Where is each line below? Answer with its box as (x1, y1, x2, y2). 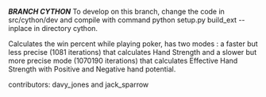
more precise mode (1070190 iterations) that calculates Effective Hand (8, 56, 238, 65)
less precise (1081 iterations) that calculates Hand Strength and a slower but (8, 48, 256, 56)
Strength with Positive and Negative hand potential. (8, 64, 176, 74)
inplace (8, 24, 33, 33)
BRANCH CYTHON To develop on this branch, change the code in (8, 7, 225, 16)
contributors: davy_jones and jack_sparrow (8, 80, 149, 89)
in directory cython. (33, 24, 98, 33)
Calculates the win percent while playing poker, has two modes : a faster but (8, 39, 258, 48)
